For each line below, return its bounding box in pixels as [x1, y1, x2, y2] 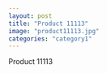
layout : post [8, 11, 53, 20]
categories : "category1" [8, 34, 92, 43]
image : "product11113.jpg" [8, 27, 100, 35]
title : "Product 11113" [8, 19, 89, 28]
